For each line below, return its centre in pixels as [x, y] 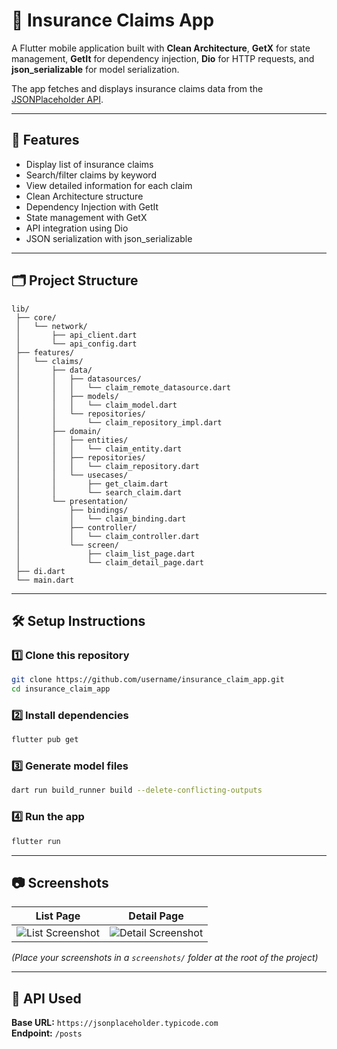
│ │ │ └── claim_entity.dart [99, 449]
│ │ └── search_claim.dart [99, 492]
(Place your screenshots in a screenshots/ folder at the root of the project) [165, 958]
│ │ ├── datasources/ [78, 379]
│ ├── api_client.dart [76, 335]
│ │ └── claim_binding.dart [101, 519]
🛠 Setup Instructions [78, 620]
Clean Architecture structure [84, 196]
